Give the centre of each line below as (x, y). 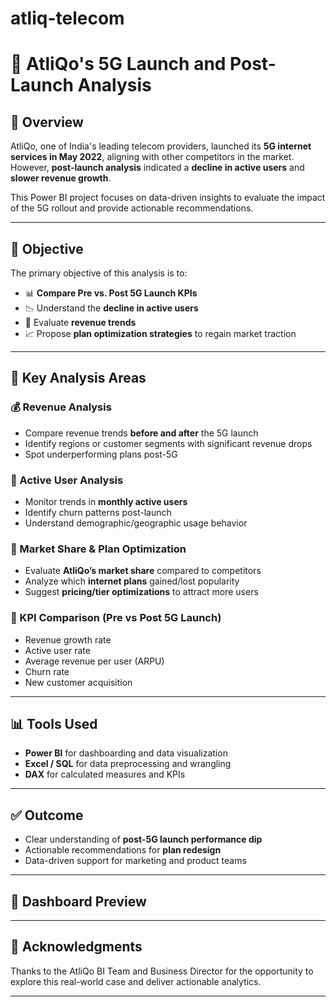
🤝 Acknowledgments (76, 947)
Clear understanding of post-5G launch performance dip (143, 839)
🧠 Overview (47, 122)
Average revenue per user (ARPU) (94, 661)
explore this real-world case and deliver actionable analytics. (136, 981)
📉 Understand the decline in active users (111, 308)
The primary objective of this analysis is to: (99, 273)
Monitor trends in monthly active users (106, 501)
